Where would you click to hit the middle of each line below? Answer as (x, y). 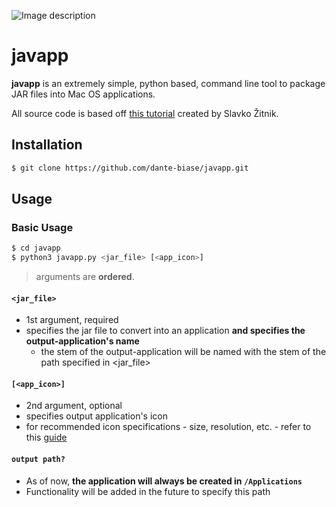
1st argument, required (72, 320)
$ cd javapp (36, 248)
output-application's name (82, 341)
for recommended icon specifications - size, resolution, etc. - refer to (168, 427)
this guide (46, 437)
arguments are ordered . (85, 277)
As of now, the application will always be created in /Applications (164, 481)
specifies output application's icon (96, 416)
